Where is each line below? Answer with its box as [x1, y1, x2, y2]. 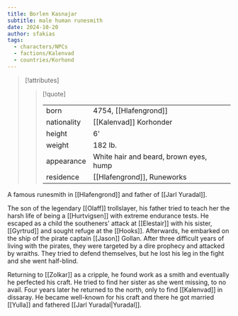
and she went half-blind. [7, 256, 79, 265]
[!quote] [42, 89, 66, 98]
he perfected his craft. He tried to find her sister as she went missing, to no [7, 278, 227, 286]
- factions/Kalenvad [13, 50, 74, 57]
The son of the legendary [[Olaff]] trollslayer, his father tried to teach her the [7, 203, 230, 213]
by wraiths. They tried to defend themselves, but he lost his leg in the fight [7, 249, 225, 257]
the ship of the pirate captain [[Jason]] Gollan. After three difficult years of [7, 234, 225, 242]
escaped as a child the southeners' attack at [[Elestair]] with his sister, [7, 219, 212, 227]
